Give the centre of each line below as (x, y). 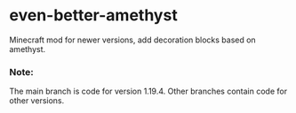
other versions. (37, 101)
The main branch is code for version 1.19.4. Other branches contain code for (148, 91)
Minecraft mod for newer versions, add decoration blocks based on (132, 40)
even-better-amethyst (93, 15)
